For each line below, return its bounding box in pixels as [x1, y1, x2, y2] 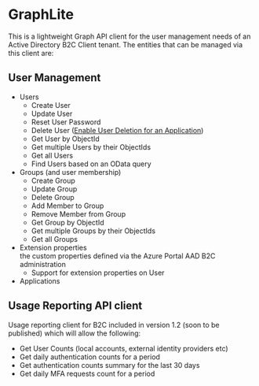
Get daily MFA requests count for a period [19, 369, 155, 378]
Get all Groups [31, 234, 78, 243]
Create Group [31, 176, 76, 185]
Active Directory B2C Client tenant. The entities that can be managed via [8, 39, 243, 49]
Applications [19, 276, 60, 285]
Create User [31, 100, 71, 109]
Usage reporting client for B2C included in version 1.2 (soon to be [8, 320, 220, 329]
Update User [31, 109, 73, 118]
